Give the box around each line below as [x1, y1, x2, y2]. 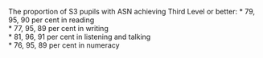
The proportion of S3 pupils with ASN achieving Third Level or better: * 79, [8, 7, 256, 16]
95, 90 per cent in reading [8, 15, 95, 25]
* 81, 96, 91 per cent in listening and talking [8, 32, 151, 41]
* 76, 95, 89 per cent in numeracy [8, 41, 120, 50]
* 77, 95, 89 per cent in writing [8, 24, 109, 33]
